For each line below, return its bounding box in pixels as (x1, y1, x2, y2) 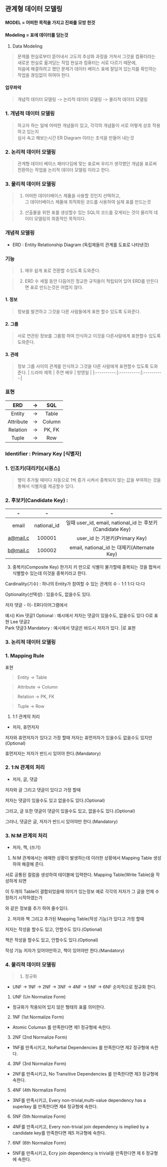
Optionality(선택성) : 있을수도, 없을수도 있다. (5, 591, 91, 598)
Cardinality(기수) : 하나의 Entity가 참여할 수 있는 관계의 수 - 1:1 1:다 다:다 (5, 581, 145, 587)
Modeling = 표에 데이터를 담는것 (5, 32, 69, 38)
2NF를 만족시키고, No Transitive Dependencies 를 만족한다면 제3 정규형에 (12, 1071, 159, 1077)
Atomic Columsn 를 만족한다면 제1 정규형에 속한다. (12, 1024, 112, 1030)
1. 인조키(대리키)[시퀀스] (5, 464, 61, 471)
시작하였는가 (18, 895, 43, 901)
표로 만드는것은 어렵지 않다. (30, 284, 83, 290)
